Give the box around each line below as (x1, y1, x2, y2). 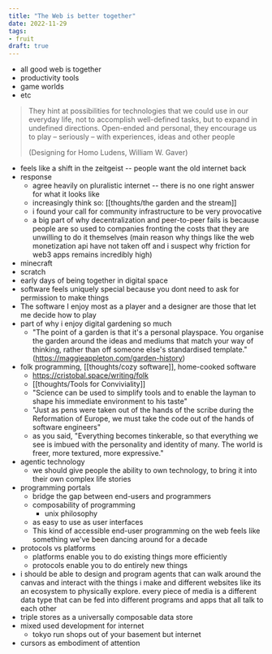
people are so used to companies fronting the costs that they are (32, 224, 250, 234)
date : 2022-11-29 (8, 19, 67, 28)
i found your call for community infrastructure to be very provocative (32, 206, 262, 216)
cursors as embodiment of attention (19, 639, 140, 648)
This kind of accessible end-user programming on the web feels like (32, 526, 261, 536)
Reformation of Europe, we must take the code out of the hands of (32, 414, 254, 423)
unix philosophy (44, 509, 98, 518)
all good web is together (19, 64, 101, 74)
